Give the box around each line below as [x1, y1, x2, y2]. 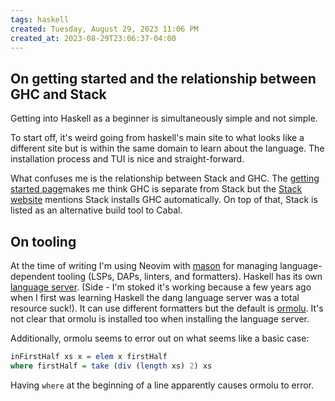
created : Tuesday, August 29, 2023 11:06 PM [10, 24, 199, 34]
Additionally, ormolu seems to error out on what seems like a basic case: [10, 332, 310, 344]
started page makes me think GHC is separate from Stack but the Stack [10, 183, 303, 195]
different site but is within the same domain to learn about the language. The [10, 142, 325, 155]
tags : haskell [10, 14, 70, 25]
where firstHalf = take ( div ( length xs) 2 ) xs [10, 361, 213, 371]
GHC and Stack [10, 86, 107, 103]
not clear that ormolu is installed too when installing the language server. [10, 313, 310, 325]
